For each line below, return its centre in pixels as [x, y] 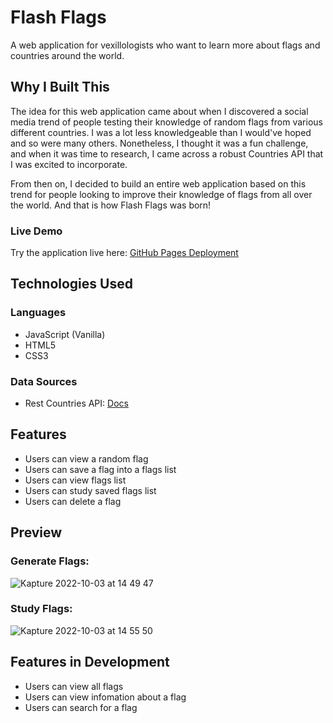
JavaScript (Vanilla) [65, 334]
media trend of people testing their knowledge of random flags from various [166, 122]
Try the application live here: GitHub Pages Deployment [124, 253]
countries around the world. [67, 55]
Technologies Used [71, 284]
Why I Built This [60, 87]
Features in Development [90, 662]
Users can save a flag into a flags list [100, 469]
